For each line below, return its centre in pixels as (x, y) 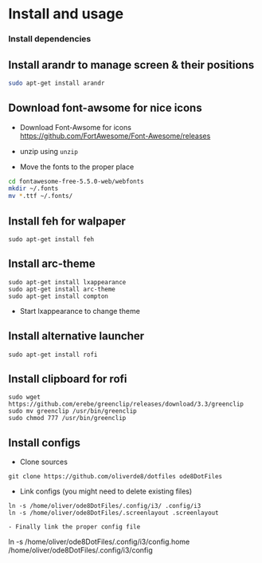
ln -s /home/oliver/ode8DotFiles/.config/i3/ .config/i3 (105, 506)
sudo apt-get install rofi (53, 355)
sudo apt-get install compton (59, 296)
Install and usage (66, 14)
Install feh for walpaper (67, 221)
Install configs (45, 443)
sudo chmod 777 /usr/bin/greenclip (67, 418)
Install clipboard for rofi (68, 379)
